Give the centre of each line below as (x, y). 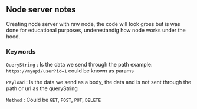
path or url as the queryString (42, 88)
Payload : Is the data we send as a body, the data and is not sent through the (99, 82)
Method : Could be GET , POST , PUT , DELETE (54, 100)
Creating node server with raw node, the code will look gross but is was (93, 24)
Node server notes (41, 10)
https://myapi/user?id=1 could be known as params (70, 71)
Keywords (21, 51)
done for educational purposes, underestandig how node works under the (96, 30)
